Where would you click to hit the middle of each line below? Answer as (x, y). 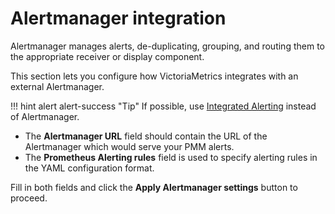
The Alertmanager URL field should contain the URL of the (146, 136)
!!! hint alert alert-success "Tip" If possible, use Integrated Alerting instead (163, 106)
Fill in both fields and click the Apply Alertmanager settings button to (154, 187)
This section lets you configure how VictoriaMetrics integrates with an (154, 76)
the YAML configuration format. (89, 168)
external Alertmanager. (57, 86)
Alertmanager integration (118, 18)
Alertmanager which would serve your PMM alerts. (129, 146)
